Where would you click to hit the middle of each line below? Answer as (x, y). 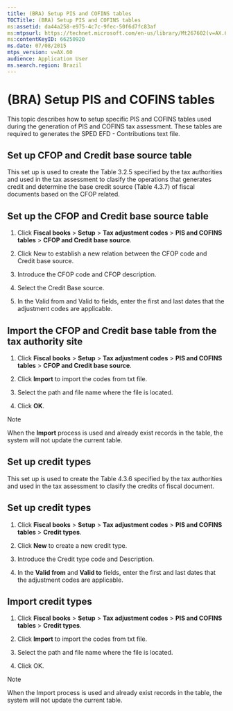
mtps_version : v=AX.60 (40, 53)
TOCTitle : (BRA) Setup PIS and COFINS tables (74, 20)
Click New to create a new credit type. (72, 545)
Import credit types (50, 602)
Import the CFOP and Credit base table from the (112, 331)
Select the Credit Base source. (61, 288)
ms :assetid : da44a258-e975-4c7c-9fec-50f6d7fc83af (82, 26)
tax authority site (45, 341)
